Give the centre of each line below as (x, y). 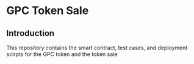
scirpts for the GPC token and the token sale (62, 54)
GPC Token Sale (48, 11)
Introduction (31, 33)
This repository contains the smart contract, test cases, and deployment (97, 48)
